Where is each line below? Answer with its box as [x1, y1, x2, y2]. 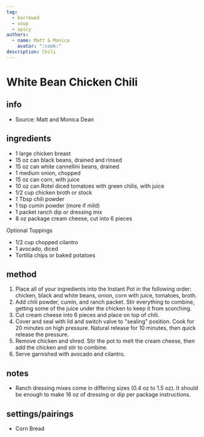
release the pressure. [15, 331, 69, 338]
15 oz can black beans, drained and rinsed [15, 156, 123, 163]
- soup [12, 20, 29, 26]
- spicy [12, 26, 32, 32]
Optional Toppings [6, 226, 53, 234]
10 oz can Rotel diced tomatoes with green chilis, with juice [15, 182, 164, 190]
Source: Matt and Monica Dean [15, 116, 94, 123]
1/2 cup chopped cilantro [15, 238, 78, 245]
